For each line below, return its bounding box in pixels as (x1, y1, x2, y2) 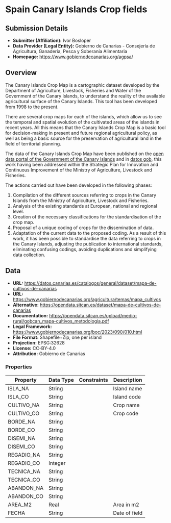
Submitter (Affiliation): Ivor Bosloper (12, 37, 91, 43)
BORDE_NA (8, 418, 36, 425)
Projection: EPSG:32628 (12, 339, 65, 345)
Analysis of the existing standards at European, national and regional (12, 203, 157, 209)
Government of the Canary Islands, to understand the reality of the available (5, 93, 165, 99)
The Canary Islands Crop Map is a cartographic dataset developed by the (5, 82, 160, 88)
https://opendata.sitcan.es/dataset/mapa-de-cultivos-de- (40, 302, 161, 308)
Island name (113, 385, 142, 392)
